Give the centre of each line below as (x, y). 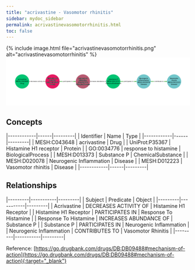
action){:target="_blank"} (36, 261)
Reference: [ (21, 248)
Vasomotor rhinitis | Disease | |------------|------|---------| (77, 167)
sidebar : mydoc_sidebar (35, 18)
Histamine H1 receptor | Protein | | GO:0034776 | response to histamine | (93, 148)
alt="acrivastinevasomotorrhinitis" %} (52, 54)
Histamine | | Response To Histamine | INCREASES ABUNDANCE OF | (90, 218)
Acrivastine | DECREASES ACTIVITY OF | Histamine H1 (119, 206)
